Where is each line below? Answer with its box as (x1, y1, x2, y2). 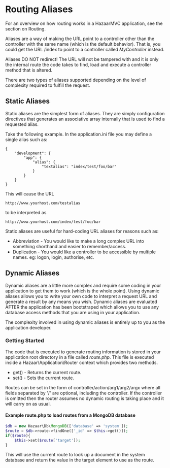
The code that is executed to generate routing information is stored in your (5, 349, 161, 355)
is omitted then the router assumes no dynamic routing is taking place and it (5, 395, 164, 402)
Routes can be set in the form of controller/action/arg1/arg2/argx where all (5, 384, 161, 390)
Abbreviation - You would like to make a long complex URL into (12, 238, 145, 244)
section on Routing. (5, 25, 46, 31)
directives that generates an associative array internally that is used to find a (5, 116, 165, 122)
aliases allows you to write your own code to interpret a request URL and (5, 293, 157, 299)
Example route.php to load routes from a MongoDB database (5, 412, 136, 418)
